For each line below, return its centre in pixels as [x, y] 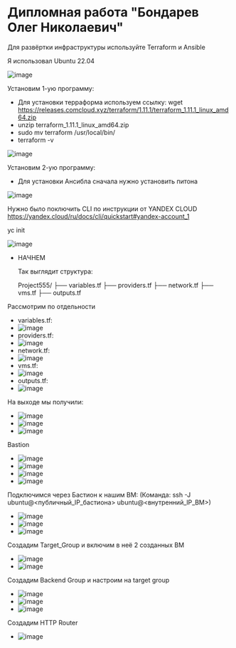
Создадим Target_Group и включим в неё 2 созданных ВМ [96, 545]
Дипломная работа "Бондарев [103, 12]
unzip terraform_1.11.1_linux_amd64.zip [73, 124]
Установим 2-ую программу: [52, 167]
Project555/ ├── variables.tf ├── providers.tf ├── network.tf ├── [116, 285]
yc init [16, 230]
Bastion [18, 444]
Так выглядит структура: [55, 271]
